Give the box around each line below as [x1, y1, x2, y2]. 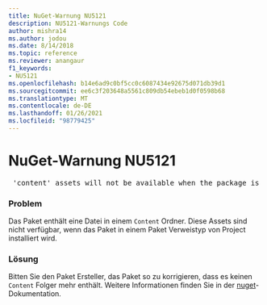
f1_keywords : [8, 65, 52, 73]
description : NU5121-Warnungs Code [8, 19, 128, 27]
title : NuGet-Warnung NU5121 [8, 11, 106, 20]
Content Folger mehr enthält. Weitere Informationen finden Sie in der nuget [8, 280, 257, 290]
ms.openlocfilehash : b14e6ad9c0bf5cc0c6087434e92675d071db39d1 [8, 79, 226, 87]
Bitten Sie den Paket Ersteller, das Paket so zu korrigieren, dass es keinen [8, 272, 252, 282]
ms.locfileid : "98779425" [8, 117, 95, 125]
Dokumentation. [8, 289, 62, 299]
